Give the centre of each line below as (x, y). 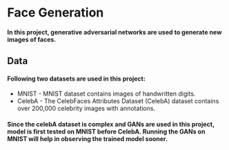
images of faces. (32, 39)
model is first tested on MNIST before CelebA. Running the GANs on (106, 131)
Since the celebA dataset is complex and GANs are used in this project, (111, 124)
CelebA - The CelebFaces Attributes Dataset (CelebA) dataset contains (118, 101)
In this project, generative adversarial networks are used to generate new (114, 32)
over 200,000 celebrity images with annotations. (86, 109)
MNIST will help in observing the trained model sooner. (87, 138)
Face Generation (56, 13)
